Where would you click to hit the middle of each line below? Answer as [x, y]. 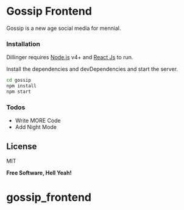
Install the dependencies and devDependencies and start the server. [92, 69]
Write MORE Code [38, 121]
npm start [19, 92]
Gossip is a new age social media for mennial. [64, 28]
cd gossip [19, 81]
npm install [21, 86]
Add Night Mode [36, 127]
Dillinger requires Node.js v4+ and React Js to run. [70, 57]
